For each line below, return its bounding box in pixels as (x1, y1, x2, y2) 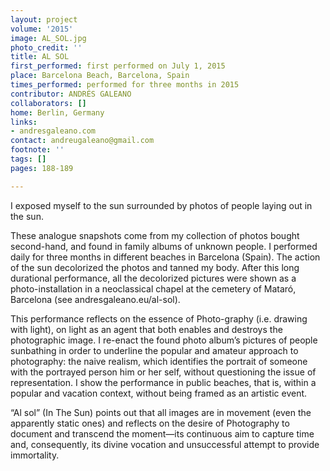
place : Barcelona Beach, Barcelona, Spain (10, 71, 190, 81)
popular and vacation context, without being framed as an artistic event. (10, 387, 308, 399)
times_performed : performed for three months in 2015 (10, 80, 240, 90)
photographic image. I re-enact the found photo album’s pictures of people (10, 334, 318, 346)
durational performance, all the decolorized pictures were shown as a (10, 272, 297, 284)
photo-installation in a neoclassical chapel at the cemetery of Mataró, (10, 282, 297, 295)
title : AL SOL (10, 52, 70, 62)
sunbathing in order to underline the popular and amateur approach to (10, 344, 299, 356)
